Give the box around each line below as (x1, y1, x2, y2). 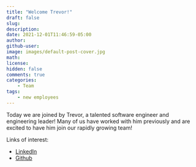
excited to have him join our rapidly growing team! (6, 124, 133, 132)
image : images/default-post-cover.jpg (6, 49, 105, 55)
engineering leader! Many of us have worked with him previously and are (6, 117, 190, 125)
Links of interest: (6, 136, 49, 143)
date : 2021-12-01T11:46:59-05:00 (6, 32, 92, 38)
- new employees (17, 94, 59, 100)
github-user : (6, 43, 40, 50)
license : (6, 60, 29, 66)
